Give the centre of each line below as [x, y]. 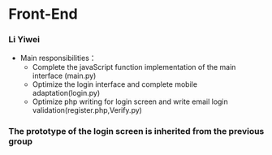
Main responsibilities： [58, 58]
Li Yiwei [24, 40]
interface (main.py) [64, 76]
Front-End [43, 14]
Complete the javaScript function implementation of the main [134, 67]
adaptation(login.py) [66, 93]
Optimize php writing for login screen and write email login [130, 101]
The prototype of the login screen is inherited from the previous [136, 131]
